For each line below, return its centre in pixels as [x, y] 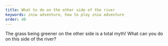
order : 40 [16, 19]
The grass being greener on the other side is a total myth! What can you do [84, 34]
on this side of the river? [31, 39]
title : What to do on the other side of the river [60, 10]
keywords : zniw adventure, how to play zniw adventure [65, 15]
